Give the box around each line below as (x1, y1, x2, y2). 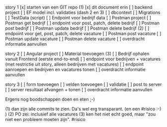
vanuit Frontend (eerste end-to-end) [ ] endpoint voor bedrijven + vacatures (5, 56, 161, 62)
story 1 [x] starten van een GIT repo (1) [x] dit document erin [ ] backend (5, 4, 153, 10)
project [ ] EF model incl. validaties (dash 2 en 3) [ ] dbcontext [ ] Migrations (5, 9, 161, 15)
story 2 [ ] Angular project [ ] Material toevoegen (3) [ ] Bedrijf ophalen (5, 51, 150, 57)
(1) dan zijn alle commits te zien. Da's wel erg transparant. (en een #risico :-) (5, 106, 162, 112)
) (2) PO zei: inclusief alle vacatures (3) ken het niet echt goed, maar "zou (5, 111, 156, 117)
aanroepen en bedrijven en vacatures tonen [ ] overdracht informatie (5, 66, 146, 72)
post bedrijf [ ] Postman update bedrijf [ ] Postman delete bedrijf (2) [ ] (5, 25, 150, 31)
